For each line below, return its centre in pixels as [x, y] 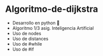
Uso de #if [23, 49]
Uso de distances [30, 39]
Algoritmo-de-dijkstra [52, 9]
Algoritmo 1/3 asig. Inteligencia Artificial [53, 28]
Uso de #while [27, 44]
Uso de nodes [27, 33]
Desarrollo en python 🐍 [36, 23]
